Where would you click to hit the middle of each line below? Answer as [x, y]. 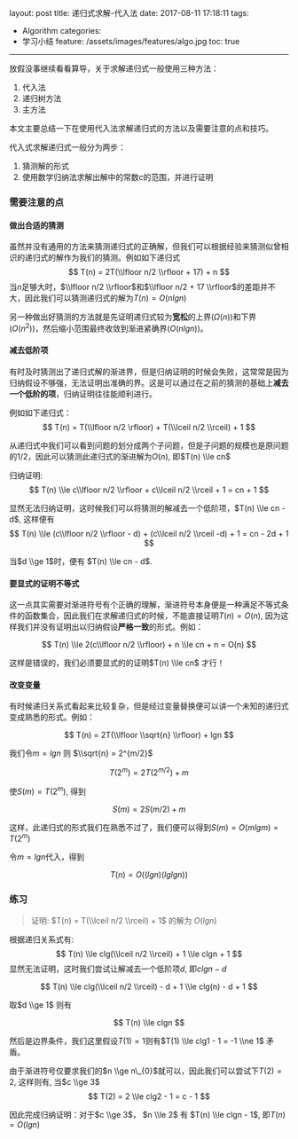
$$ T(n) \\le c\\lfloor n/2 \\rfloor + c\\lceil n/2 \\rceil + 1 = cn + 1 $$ [149, 490]
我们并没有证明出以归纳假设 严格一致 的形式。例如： [110, 627]
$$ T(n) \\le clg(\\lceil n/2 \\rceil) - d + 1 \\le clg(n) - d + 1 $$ [149, 986]
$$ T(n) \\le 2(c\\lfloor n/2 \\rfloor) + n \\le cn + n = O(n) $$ [149, 645]
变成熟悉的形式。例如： [52, 718]
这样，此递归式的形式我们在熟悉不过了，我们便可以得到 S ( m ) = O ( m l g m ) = [144, 827]
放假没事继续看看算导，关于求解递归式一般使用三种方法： [114, 68]
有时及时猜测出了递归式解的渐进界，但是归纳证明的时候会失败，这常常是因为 [149, 372]
